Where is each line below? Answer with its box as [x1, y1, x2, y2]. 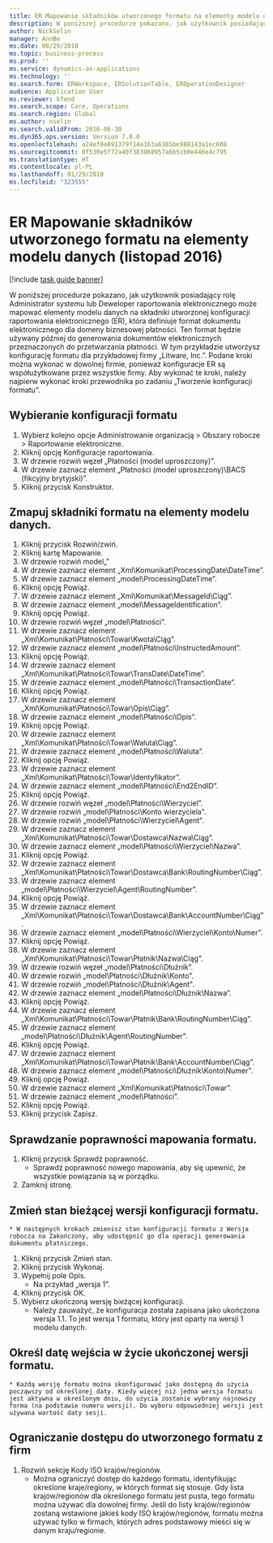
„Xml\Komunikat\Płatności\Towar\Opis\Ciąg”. [20, 703, 171, 713]
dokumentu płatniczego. [9, 1239, 90, 1247]
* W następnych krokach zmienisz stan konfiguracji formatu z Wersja [9, 1225, 250, 1234]
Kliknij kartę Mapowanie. [20, 548, 104, 558]
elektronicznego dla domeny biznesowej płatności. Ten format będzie [9, 324, 241, 334]
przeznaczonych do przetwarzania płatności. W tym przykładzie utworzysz [9, 342, 261, 352]
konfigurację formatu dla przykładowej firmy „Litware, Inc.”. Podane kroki [9, 350, 253, 360]
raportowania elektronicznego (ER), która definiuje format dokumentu [9, 316, 241, 326]
